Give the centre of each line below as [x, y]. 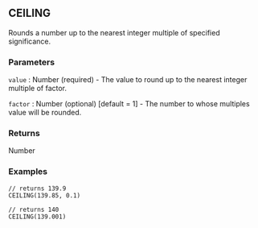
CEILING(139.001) [37, 217]
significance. [30, 41]
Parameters [31, 62]
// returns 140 [34, 209]
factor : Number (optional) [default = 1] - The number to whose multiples [129, 104]
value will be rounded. [45, 113]
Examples [28, 172]
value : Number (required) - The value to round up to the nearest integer [128, 80]
